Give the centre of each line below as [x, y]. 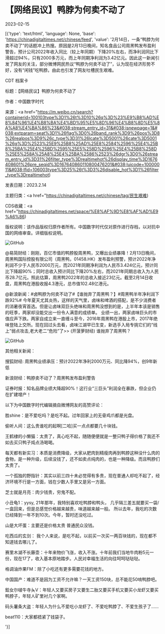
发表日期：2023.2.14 [26, 185]
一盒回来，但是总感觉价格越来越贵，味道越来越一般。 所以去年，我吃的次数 [81, 509]
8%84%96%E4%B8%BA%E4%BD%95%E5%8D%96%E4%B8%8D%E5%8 [82, 122]
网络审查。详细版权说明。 [39, 233]
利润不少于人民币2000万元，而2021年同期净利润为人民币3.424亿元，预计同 [82, 265]
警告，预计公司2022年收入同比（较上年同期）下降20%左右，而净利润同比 [80, 52]
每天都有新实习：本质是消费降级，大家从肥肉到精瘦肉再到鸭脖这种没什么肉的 [82, 453]
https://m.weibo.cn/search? [65, 112]
